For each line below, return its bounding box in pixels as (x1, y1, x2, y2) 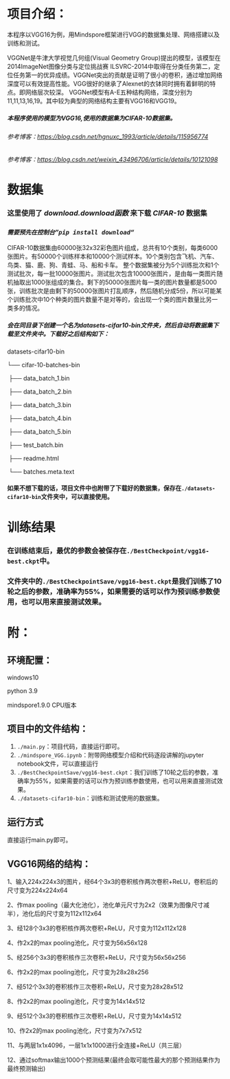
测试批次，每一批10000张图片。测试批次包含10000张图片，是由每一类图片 (7, 269, 218, 278)
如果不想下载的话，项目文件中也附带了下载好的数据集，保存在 (7, 484, 182, 493)
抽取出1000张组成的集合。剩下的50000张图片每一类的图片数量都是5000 (12, 278, 218, 286)
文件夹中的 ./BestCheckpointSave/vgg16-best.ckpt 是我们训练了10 (7, 576, 222, 586)
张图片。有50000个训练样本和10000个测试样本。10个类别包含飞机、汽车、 (7, 252, 218, 260)
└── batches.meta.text (8, 467, 75, 475)
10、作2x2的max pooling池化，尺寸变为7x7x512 (7, 1026, 142, 1034)
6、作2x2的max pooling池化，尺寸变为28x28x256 (7, 967, 149, 976)
